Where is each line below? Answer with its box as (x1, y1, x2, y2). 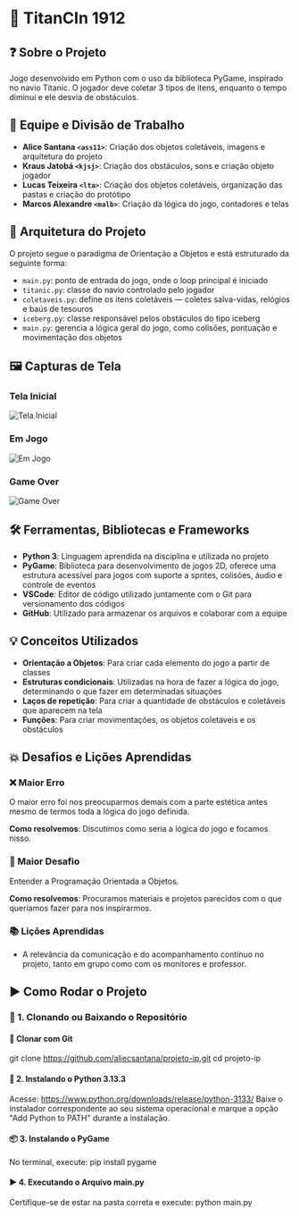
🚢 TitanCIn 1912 (9, 8, 126, 29)
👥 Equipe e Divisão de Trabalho (9, 118, 185, 133)
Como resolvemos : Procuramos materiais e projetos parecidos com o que (9, 893, 283, 903)
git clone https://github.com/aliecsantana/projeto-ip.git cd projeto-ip (9, 1053, 262, 1064)
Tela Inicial (9, 390, 57, 402)
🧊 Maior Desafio (9, 855, 80, 868)
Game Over (9, 475, 60, 488)
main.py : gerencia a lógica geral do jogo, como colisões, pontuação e (21, 322, 278, 333)
